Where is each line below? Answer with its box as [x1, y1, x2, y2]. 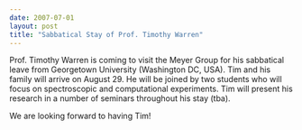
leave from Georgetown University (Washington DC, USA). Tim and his [9, 64, 271, 75]
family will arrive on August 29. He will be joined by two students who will [9, 74, 282, 85]
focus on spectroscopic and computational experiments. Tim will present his [9, 83, 293, 95]
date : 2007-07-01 [9, 13, 75, 23]
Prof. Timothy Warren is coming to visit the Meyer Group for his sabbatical [9, 55, 285, 66]
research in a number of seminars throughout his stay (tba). [9, 93, 232, 104]
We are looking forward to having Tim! [9, 110, 151, 122]
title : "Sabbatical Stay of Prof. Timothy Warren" [9, 30, 204, 39]
